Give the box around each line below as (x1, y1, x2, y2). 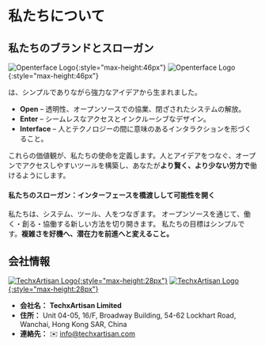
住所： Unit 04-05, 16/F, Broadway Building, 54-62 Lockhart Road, (19, 310, 237, 321)
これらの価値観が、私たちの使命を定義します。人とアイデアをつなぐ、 (8, 151, 236, 160)
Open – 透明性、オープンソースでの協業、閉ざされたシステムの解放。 (19, 105, 246, 113)
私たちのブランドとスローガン (8, 41, 154, 55)
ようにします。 (21, 171, 70, 180)
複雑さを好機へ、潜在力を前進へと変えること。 (21, 229, 174, 238)
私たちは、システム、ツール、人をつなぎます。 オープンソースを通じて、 (8, 209, 244, 219)
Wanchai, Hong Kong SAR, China (19, 320, 127, 329)
